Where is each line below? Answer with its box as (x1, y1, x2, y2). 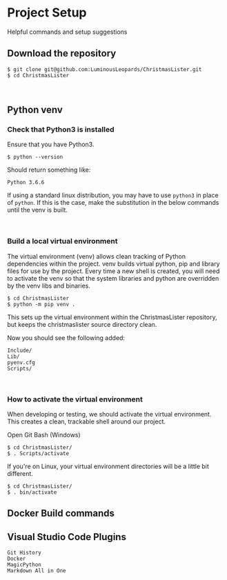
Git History (7, 550, 41, 557)
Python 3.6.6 (7, 179, 45, 186)
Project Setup (7, 5, 88, 21)
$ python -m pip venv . (7, 301, 76, 308)
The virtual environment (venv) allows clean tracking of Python (7, 252, 186, 260)
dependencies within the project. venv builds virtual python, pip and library (7, 259, 220, 268)
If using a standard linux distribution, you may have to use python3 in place (7, 191, 219, 199)
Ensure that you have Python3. (7, 140, 95, 149)
